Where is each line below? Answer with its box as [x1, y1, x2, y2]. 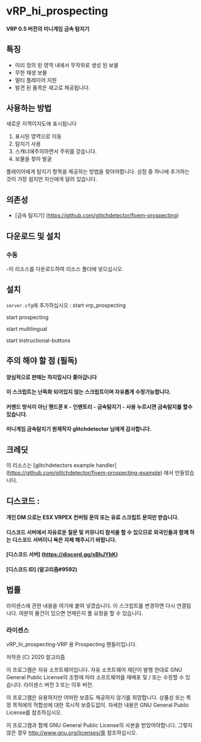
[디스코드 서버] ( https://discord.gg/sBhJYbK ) [6, 551, 118, 558]
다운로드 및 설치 [6, 231, 61, 241]
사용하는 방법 [6, 103, 52, 113]
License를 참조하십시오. [6, 709, 63, 716]
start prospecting [6, 313, 49, 321]
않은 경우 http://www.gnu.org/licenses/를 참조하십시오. [6, 729, 138, 737]
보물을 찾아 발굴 [14, 155, 52, 162]
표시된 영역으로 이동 [14, 133, 62, 140]
